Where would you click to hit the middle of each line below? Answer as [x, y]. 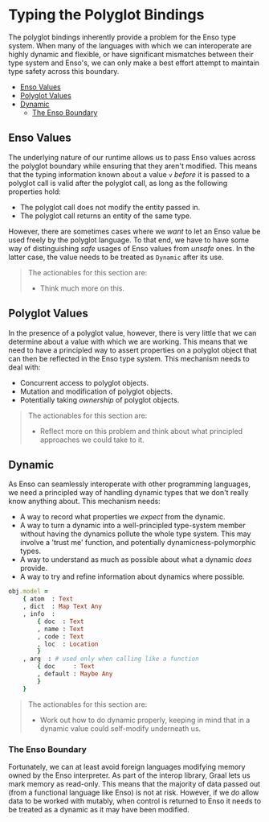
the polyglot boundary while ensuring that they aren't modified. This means [133, 166]
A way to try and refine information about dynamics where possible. [132, 576]
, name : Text [61, 629]
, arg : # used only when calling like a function [111, 659]
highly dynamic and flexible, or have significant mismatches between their [131, 54]
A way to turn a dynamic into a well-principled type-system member [133, 526]
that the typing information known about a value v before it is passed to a [129, 174]
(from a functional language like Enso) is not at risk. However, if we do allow [134, 792]
